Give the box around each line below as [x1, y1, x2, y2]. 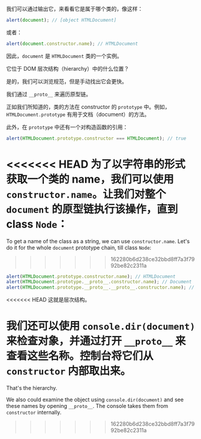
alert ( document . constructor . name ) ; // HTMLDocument [6, 41, 138, 47]
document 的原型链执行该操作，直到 [6, 202, 178, 216]
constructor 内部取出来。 [6, 364, 131, 378]
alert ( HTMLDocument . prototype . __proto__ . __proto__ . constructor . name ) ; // [6, 284, 195, 290]
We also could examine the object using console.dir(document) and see [6, 396, 184, 403]
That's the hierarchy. [6, 384, 58, 392]
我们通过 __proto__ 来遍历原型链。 [6, 90, 92, 98]
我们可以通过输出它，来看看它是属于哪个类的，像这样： [6, 5, 143, 12]
